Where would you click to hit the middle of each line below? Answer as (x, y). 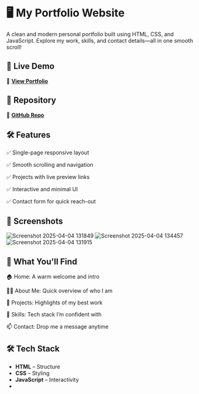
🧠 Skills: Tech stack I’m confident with (54, 314)
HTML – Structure (38, 367)
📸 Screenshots (35, 221)
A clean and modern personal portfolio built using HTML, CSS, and (90, 34)
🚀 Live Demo (31, 66)
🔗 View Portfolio (27, 81)
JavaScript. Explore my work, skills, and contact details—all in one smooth (100, 40)
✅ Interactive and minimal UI (42, 189)
